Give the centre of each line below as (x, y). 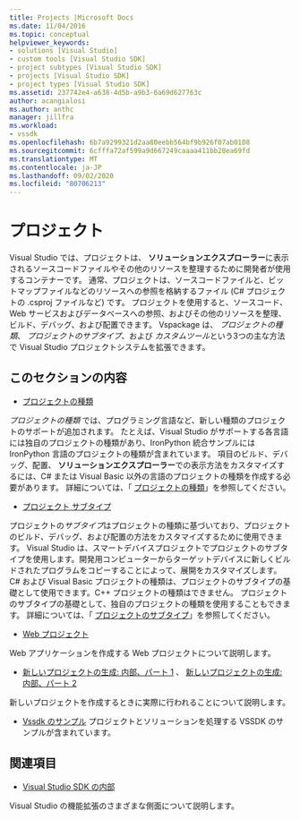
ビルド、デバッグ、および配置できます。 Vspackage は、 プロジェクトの (142, 325)
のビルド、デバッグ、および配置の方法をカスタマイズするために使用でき (142, 536)
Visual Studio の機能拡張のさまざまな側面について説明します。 (124, 806)
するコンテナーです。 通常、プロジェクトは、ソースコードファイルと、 (139, 280)
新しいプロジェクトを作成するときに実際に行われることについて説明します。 (150, 702)
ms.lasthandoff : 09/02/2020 (62, 175)
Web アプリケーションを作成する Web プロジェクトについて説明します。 (142, 653)
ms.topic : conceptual (50, 34)
